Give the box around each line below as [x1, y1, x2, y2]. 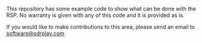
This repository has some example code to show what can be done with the [6, 5, 197, 12]
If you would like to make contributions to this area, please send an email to [6, 24, 195, 30]
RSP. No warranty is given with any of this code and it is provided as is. [6, 12, 184, 19]
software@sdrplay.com [6, 30, 65, 37]
